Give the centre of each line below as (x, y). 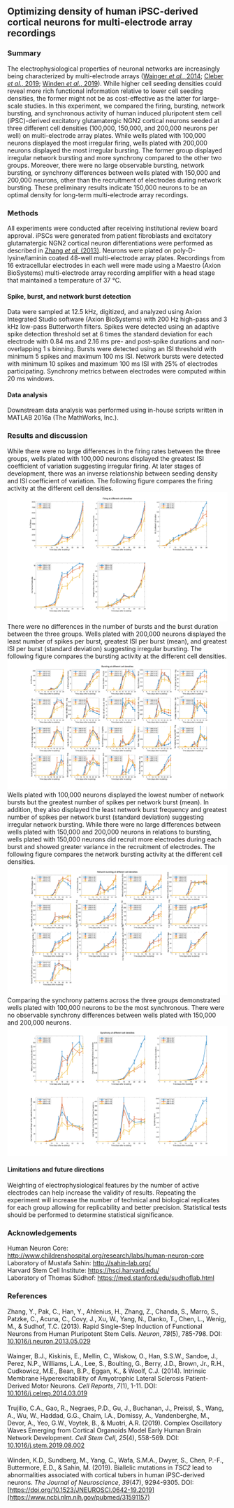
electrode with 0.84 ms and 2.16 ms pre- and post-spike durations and (108, 341)
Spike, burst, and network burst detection (69, 296)
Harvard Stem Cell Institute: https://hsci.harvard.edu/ (83, 1271)
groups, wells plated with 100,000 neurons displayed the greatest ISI (106, 458)
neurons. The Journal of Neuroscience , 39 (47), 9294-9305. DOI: (101, 1482)
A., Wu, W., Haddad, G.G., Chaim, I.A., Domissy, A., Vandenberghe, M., (109, 1415)
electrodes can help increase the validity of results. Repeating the (102, 1193)
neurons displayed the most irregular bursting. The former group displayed (115, 150)
